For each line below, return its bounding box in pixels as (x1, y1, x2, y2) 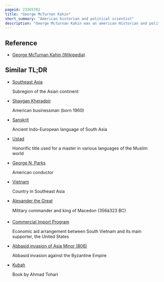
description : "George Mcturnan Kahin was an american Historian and (5, 21, 147, 26)
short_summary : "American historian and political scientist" (5, 16, 134, 21)
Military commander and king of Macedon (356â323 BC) (12, 207, 126, 213)
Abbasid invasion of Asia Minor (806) (12, 243, 87, 249)
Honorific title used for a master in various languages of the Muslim (12, 145, 148, 151)
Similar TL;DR (5, 66, 47, 74)
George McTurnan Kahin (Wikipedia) (12, 52, 85, 58)
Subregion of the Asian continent (12, 88, 79, 94)
